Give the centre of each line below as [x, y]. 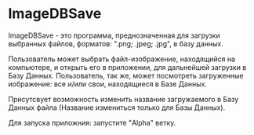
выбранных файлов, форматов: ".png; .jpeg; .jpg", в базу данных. [116, 43]
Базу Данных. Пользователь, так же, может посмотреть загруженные [126, 75]
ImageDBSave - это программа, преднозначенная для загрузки [114, 35]
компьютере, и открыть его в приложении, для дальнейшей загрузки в [127, 67]
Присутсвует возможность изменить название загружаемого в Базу [123, 99]
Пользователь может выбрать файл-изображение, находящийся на [122, 59]
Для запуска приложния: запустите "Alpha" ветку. [92, 122]
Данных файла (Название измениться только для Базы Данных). [117, 108]
